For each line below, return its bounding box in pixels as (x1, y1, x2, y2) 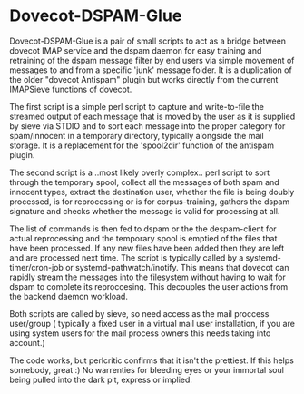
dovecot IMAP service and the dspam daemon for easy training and (9, 44, 262, 55)
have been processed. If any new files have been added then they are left (9, 242, 285, 253)
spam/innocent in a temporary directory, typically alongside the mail (9, 130, 265, 141)
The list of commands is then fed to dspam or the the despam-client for (9, 223, 277, 234)
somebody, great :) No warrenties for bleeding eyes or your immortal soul (9, 364, 284, 375)
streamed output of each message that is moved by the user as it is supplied (9, 111, 296, 122)
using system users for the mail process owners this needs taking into (9, 328, 271, 339)
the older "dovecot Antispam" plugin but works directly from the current (9, 74, 279, 84)
